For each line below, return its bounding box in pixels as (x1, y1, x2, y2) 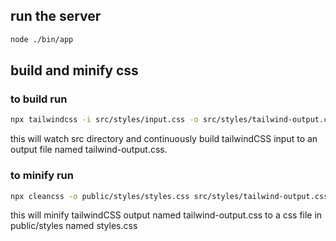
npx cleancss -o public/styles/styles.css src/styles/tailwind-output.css (10, 191, 329, 201)
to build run (10, 92, 68, 106)
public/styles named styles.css (10, 220, 138, 232)
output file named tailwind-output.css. (10, 144, 168, 156)
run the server (10, 8, 102, 25)
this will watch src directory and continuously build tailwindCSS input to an (10, 133, 318, 145)
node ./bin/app (10, 34, 74, 44)
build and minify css (10, 62, 139, 79)
